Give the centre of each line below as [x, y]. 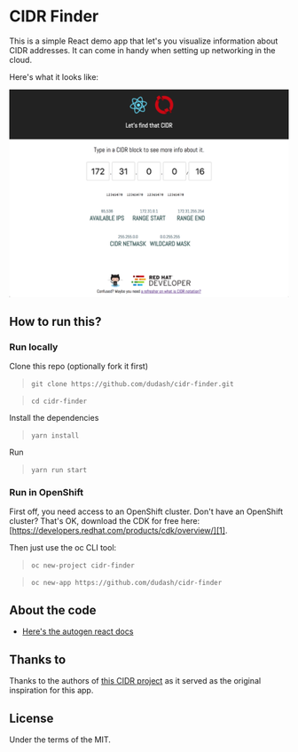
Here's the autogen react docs [78, 631]
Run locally [34, 346]
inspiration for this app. [51, 691]
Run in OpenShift [47, 493]
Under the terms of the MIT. [60, 740]
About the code [53, 610]
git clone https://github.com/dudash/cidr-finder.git [132, 384]
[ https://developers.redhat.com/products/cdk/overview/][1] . [118, 531]
